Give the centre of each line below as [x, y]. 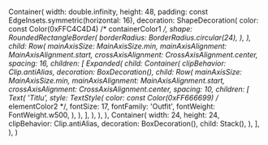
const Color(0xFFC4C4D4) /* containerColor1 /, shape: [101, 29]
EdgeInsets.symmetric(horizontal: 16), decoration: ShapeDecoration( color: [134, 20]
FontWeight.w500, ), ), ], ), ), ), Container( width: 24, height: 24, [114, 115]
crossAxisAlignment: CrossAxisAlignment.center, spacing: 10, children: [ [129, 89]
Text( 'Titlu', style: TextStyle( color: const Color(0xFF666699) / [114, 98]
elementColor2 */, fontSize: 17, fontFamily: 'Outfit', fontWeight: [112, 106]
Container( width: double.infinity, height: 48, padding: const [108, 12]
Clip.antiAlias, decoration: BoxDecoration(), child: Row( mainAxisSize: [125, 72]
